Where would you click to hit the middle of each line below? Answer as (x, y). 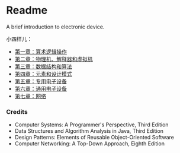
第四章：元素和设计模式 (43, 74)
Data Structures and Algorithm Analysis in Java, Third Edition (89, 131)
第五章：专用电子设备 (41, 81)
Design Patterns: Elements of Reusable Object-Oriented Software (94, 138)
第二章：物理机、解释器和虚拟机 (54, 59)
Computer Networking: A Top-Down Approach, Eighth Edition (89, 144)
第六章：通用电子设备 (41, 88)
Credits (17, 111)
